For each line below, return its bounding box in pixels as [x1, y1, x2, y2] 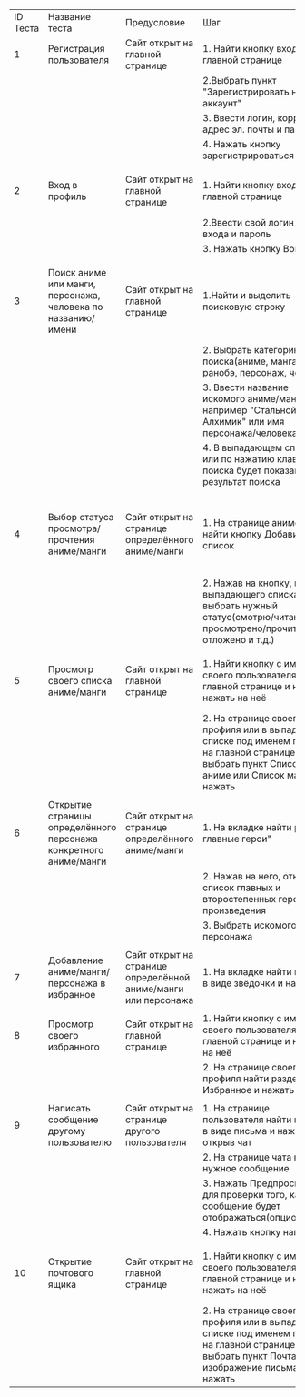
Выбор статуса [47, 511, 114, 523]
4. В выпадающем [202, 441, 283, 454]
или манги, [47, 277, 97, 290]
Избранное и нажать [202, 1084, 295, 1096]
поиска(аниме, [202, 355, 269, 367]
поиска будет [202, 464, 262, 477]
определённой [125, 971, 191, 983]
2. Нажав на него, [202, 870, 281, 882]
